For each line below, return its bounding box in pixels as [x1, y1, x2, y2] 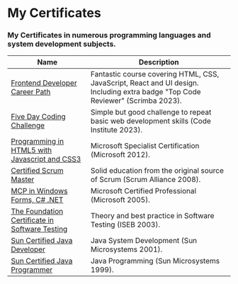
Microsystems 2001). [90, 244, 163, 254]
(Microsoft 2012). [90, 150, 151, 160]
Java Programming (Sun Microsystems [90, 256, 220, 266]
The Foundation [11, 207, 64, 217]
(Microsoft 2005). [90, 195, 151, 205]
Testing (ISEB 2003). [90, 220, 161, 229]
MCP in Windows [11, 186, 69, 196]
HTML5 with [11, 145, 52, 155]
